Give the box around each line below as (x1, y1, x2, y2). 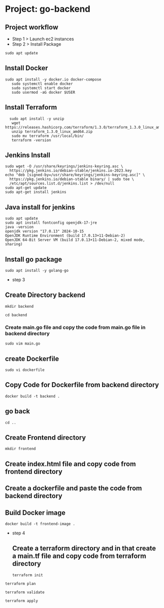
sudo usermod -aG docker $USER (11, 90, 76, 95)
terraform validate (5, 590, 45, 595)
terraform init (12, 573, 43, 578)
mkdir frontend (5, 447, 36, 451)
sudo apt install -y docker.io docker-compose (5, 77, 102, 82)
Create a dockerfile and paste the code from (5, 484, 143, 493)
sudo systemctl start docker (11, 85, 71, 90)
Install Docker (5, 64, 48, 72)
